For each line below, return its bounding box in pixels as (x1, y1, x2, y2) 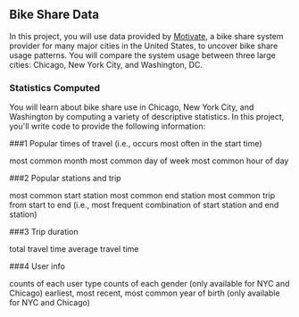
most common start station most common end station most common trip (9, 190, 276, 201)
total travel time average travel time (9, 244, 139, 254)
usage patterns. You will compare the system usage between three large (9, 49, 277, 61)
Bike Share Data (9, 7, 100, 22)
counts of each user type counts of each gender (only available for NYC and (9, 279, 290, 289)
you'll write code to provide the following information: (9, 121, 206, 132)
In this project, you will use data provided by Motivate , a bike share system (9, 30, 284, 41)
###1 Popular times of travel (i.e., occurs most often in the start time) (9, 138, 262, 149)
